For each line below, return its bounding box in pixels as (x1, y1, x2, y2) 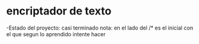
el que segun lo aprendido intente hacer (6, 30, 106, 37)
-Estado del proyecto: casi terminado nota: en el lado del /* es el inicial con (6, 24, 194, 31)
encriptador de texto (6, 4, 112, 18)
